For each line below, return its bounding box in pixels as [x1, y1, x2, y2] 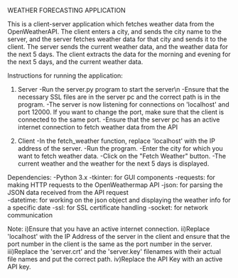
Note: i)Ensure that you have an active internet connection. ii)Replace [7, 225, 210, 233]
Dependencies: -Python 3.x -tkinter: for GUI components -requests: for [7, 173, 215, 181]
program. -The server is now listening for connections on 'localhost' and [17, 100, 229, 109]
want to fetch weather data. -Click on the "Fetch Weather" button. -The [17, 152, 226, 160]
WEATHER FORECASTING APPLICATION [7, 6, 126, 14]
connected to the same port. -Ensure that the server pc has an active [17, 115, 220, 124]
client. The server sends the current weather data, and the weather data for [7, 43, 229, 50]
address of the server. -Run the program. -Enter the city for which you [17, 144, 224, 152]
